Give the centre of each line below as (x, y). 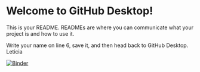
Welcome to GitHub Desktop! (80, 11)
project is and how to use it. (40, 33)
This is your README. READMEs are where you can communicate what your (100, 27)
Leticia (14, 51)
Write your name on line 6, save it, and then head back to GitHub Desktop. (97, 45)
